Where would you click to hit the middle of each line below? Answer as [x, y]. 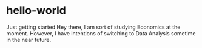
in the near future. [29, 40]
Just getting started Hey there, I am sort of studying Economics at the [93, 27]
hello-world [36, 10]
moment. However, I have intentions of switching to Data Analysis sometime [101, 33]
